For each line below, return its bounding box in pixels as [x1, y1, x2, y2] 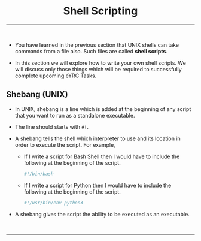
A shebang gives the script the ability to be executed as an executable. [14, 210, 190, 218]
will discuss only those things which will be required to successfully [14, 65, 182, 73]
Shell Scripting [63, 4, 138, 18]
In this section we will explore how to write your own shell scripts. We [14, 59, 187, 67]
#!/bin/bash [23, 171, 54, 177]
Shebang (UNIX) [6, 89, 68, 100]
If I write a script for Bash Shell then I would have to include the [23, 153, 180, 160]
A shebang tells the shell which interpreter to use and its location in [14, 135, 181, 142]
